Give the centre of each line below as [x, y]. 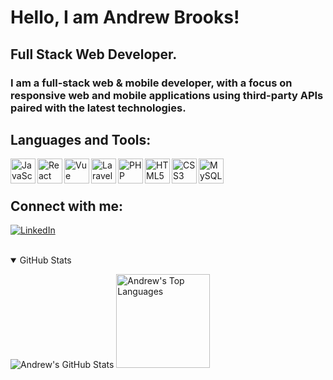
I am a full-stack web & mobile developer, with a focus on [151, 83]
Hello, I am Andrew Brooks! [125, 17]
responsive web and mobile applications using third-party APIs [167, 95]
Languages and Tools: [81, 139]
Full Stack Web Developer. [94, 54]
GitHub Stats [45, 260]
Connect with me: [67, 206]
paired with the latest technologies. [98, 108]
